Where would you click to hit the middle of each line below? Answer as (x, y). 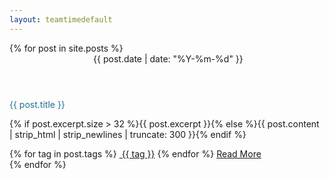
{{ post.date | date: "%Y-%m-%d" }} (168, 58)
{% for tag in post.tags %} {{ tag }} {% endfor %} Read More (135, 153)
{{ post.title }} (37, 104)
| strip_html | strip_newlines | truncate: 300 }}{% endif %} (128, 134)
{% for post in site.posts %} (66, 48)
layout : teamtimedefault (61, 19)
